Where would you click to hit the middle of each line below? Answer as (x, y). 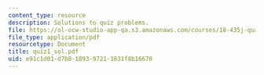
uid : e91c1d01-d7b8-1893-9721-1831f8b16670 (81, 59)
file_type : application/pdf (54, 37)
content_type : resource (47, 15)
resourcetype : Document (47, 45)
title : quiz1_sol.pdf (44, 52)
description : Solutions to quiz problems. (79, 23)
